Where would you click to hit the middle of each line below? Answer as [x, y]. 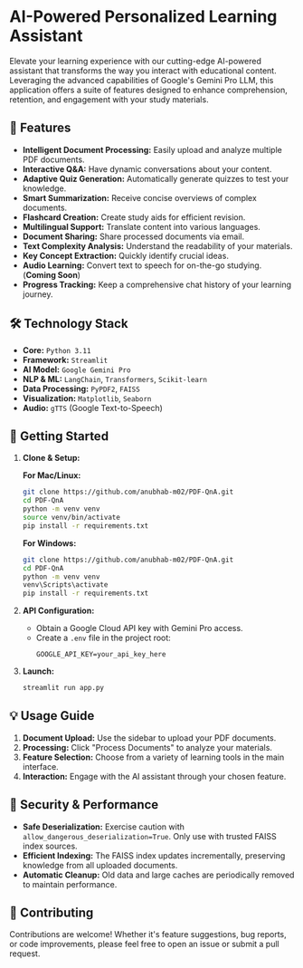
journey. [38, 294]
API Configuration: [58, 611]
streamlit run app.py [63, 688]
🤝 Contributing [52, 913]
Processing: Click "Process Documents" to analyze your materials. [147, 747]
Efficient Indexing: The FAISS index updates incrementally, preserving [154, 855]
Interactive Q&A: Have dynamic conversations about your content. [147, 168]
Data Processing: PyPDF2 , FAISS [81, 388]
